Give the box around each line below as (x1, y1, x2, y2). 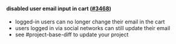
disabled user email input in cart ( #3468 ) (6, 5, 112, 12)
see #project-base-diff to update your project (15, 31, 129, 39)
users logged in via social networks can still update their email (15, 25, 171, 32)
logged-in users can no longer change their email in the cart (15, 18, 165, 25)
